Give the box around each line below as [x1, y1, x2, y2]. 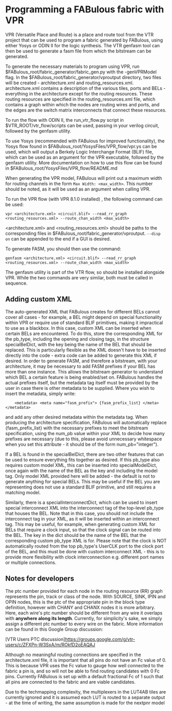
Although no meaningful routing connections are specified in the [5, 651, 141, 658]
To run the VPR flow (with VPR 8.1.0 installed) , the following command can [5, 196, 163, 202]
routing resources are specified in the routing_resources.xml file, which [5, 96, 156, 102]
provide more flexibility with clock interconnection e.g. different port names [5, 554, 164, 560]
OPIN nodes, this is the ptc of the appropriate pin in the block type [5, 598, 145, 605]
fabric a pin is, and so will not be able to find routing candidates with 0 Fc [5, 668, 160, 674]
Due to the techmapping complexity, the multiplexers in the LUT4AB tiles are [5, 688, 166, 695]
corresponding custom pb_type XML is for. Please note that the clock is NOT [5, 537, 167, 544]
